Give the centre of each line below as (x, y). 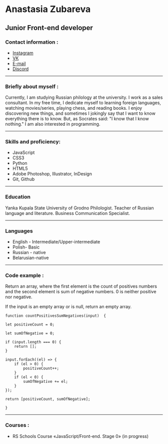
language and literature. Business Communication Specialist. (67, 213)
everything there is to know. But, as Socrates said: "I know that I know (77, 119)
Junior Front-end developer (49, 28)
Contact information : (32, 42)
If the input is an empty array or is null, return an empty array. (68, 307)
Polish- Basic (26, 247)
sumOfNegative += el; (46, 382)
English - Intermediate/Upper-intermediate (56, 242)
